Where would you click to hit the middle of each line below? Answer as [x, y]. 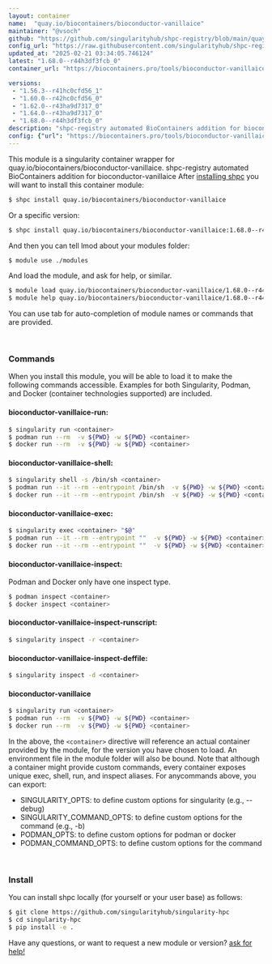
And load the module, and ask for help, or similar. [90, 275]
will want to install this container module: [76, 185]
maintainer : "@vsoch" [45, 31]
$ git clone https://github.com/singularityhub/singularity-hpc [119, 912]
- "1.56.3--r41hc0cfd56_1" [57, 91]
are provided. [31, 322]
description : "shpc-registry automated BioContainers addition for [125, 129]
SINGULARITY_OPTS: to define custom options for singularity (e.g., [132, 800]
